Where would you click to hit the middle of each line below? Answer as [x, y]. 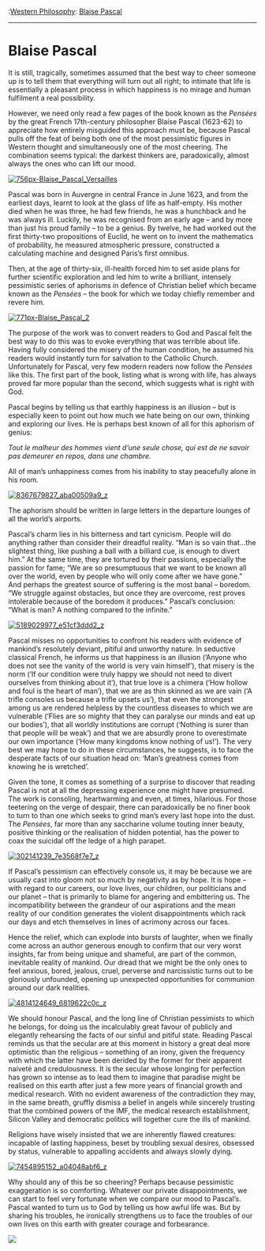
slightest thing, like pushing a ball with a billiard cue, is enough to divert [124, 551]
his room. [24, 480]
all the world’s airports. [45, 518]
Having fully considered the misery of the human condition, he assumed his [131, 349]
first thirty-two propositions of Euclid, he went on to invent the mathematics [131, 236]
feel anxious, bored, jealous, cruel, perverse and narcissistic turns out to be [131, 970]
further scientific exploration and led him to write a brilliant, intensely [120, 277]
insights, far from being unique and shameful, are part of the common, [122, 953]
